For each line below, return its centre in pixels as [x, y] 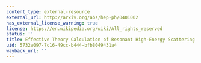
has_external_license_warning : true [52, 23]
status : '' [20, 34]
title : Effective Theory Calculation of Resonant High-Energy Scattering [101, 40]
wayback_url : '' [26, 51]
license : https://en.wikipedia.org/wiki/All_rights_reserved [85, 28]
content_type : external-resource [48, 12]
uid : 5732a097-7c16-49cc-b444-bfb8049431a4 [62, 46]
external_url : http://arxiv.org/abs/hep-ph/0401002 [72, 17]
